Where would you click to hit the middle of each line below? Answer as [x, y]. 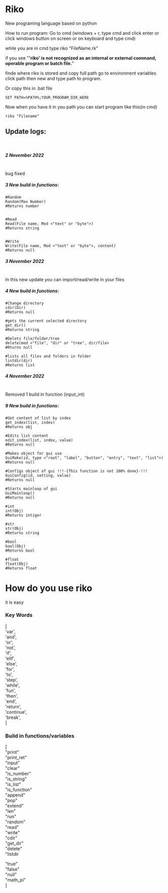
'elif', [10, 658]
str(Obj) [14, 529]
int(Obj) [14, 511]
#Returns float [21, 568]
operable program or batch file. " [40, 63]
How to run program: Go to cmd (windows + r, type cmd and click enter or [82, 33]
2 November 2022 [25, 155]
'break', [13, 717]
